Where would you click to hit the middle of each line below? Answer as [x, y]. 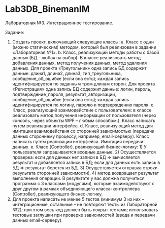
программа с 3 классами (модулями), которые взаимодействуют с [83, 183]
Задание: [15, 32]
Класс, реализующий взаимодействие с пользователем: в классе [82, 110]
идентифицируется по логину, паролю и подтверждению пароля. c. [83, 105]
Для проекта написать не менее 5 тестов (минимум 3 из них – [78, 199]
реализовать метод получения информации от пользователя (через [84, 115]
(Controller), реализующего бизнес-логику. [57, 194]
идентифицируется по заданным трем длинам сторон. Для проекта [83, 84]
